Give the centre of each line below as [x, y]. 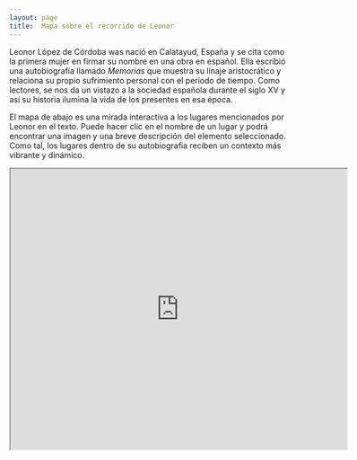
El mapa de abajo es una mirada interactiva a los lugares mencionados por [147, 117]
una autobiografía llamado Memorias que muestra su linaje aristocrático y [145, 71]
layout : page [34, 18]
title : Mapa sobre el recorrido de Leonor [92, 26]
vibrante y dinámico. [47, 155]
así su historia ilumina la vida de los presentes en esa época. [121, 99]
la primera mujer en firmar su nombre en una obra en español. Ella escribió [148, 61]
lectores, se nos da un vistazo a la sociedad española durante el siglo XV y [147, 90]
